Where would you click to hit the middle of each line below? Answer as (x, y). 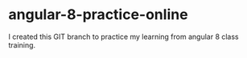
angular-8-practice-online (98, 15)
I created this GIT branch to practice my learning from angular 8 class (123, 37)
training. (22, 44)
